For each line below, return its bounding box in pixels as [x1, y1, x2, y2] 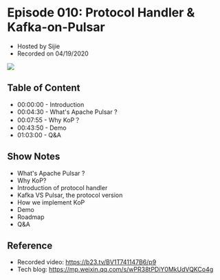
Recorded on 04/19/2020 [16, 49, 89, 58]
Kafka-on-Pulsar [7, 19, 105, 35]
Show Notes [7, 151, 60, 163]
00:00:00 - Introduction [16, 100, 85, 108]
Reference [7, 240, 53, 251]
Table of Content [7, 82, 80, 94]
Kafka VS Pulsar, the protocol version [16, 191, 123, 199]
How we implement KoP [16, 198, 85, 207]
